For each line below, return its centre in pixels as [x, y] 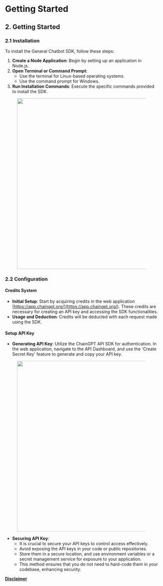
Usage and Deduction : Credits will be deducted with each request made [85, 317]
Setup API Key [20, 333]
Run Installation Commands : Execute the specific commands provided [83, 86]
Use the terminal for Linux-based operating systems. [72, 76]
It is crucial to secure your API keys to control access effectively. [84, 544]
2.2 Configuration [26, 279]
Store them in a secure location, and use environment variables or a [87, 554]
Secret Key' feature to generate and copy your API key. [67, 354]
